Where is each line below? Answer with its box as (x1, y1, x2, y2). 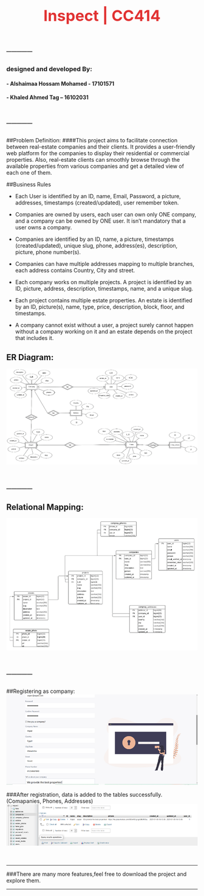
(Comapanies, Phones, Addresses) (6, 797, 93, 805)
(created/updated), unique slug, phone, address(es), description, (15, 242, 178, 249)
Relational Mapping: (6, 502, 84, 512)
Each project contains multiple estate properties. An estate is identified (15, 297, 192, 304)
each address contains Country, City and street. (15, 267, 135, 274)
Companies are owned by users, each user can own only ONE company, (15, 211, 197, 218)
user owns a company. (15, 224, 72, 231)
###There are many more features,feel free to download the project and (6, 870, 187, 878)
